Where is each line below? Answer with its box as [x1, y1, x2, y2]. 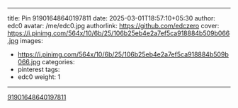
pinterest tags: [17, 65, 60, 73]
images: [20, 37, 44, 44]
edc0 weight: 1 [17, 73, 61, 81]
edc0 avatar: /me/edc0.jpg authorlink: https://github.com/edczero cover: [7, 22, 220, 30]
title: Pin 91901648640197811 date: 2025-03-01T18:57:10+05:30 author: [7, 14, 216, 22]
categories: [42, 58, 76, 66]
